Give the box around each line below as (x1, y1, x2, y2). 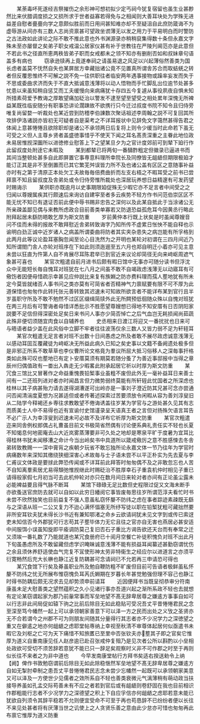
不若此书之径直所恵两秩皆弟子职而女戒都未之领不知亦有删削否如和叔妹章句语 (6, 50, 194, 57)
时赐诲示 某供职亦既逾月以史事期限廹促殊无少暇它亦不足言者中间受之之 (6, 184, 190, 190)
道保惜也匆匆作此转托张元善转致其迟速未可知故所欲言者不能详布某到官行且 (6, 288, 189, 294)
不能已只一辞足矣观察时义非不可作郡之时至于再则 (73, 645, 194, 651)
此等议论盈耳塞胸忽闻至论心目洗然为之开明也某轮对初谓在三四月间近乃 (21, 236, 194, 243)
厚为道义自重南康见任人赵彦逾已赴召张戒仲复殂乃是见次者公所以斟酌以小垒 (6, 637, 189, 644)
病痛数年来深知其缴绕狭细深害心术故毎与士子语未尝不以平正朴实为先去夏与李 (6, 452, 194, 458)
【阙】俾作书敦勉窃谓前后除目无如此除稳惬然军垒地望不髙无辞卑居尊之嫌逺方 (6, 660, 194, 666)
